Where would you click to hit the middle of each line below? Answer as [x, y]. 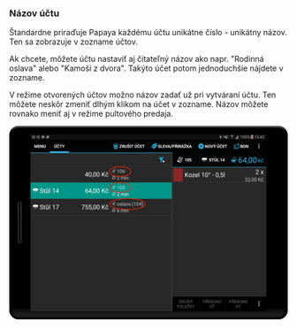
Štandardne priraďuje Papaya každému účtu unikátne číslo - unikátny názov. [148, 33]
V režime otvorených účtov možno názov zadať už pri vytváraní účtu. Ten [143, 95]
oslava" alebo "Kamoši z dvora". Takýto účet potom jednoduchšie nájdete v [147, 68]
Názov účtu [34, 13]
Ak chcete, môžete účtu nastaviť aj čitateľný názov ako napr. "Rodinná [137, 59]
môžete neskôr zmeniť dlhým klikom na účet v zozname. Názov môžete [139, 104]
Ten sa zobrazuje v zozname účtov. [74, 42]
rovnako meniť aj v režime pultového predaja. [91, 114]
